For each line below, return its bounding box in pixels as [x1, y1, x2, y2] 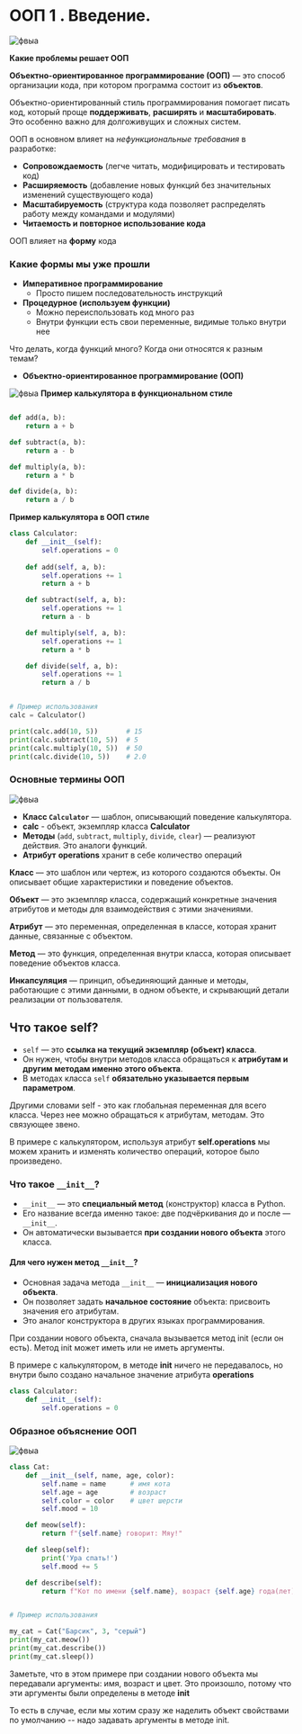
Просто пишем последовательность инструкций [35, 288, 223, 299]
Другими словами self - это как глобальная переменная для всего [9, 1100, 267, 1110]
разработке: [9, 143, 57, 154]
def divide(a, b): [9, 487, 78, 496]
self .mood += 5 [41, 1562, 99, 1571]
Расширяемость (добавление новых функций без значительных [22, 179, 271, 190]
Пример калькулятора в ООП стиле [9, 512, 150, 523]
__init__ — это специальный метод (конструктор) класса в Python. [22, 1198, 286, 1208]
